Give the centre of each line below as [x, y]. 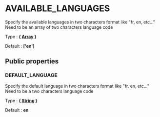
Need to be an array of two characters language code [59, 27]
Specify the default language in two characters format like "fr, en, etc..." [77, 86]
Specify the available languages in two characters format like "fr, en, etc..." [80, 22]
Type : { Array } [21, 37]
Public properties [32, 61]
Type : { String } [21, 100]
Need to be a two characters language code [49, 91]
